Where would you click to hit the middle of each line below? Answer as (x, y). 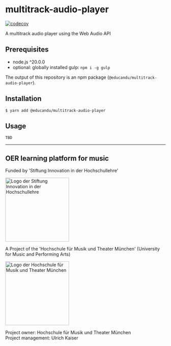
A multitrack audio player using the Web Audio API (58, 33)
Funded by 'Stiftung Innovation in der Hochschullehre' (62, 171)
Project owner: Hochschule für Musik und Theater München (68, 333)
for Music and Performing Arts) (38, 255)
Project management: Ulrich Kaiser (42, 338)
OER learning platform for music (57, 158)
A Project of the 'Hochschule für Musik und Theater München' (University (83, 249)
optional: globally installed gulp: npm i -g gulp (61, 67)
